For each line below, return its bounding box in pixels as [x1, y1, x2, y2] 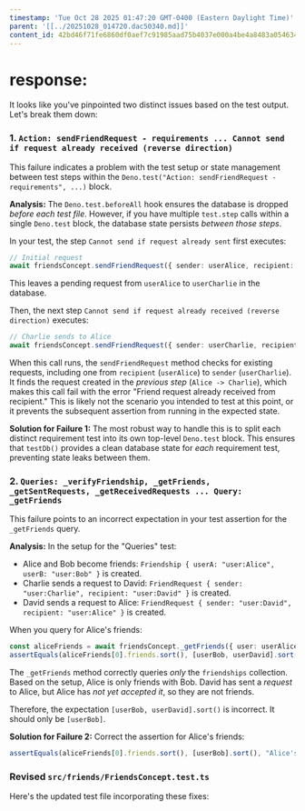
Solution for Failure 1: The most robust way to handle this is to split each [9, 424, 281, 435]
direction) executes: [9, 315, 89, 325]
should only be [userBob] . [9, 714, 106, 725]
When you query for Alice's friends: [9, 625, 143, 636]
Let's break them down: [9, 109, 98, 120]
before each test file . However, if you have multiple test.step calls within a [9, 208, 290, 219]
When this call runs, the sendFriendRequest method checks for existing [9, 357, 273, 368]
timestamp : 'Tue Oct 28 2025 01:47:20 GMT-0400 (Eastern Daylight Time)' [9, 13, 295, 23]
